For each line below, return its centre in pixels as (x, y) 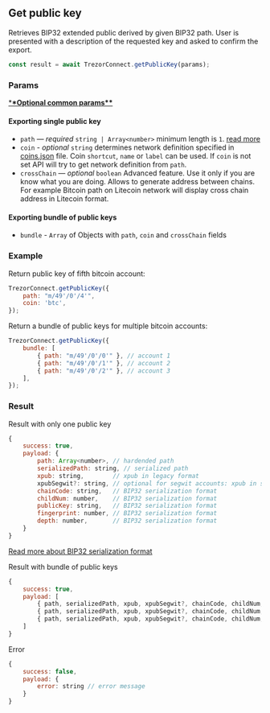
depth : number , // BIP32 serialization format (127, 521)
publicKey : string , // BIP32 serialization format (127, 506)
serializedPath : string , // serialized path (113, 469)
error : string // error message (92, 686)
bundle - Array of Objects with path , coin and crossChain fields (123, 235)
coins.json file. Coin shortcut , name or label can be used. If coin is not (135, 156)
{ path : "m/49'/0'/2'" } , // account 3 (104, 371)
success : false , (50, 671)
